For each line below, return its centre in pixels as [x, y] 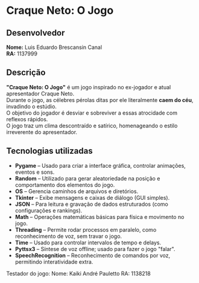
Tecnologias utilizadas [49, 151]
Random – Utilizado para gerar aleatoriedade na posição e [87, 178]
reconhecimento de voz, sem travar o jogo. [68, 236]
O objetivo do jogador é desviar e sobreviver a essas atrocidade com [92, 113]
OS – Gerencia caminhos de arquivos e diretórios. [77, 191]
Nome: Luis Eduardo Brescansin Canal [54, 47]
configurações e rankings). [49, 210]
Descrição [26, 73]
